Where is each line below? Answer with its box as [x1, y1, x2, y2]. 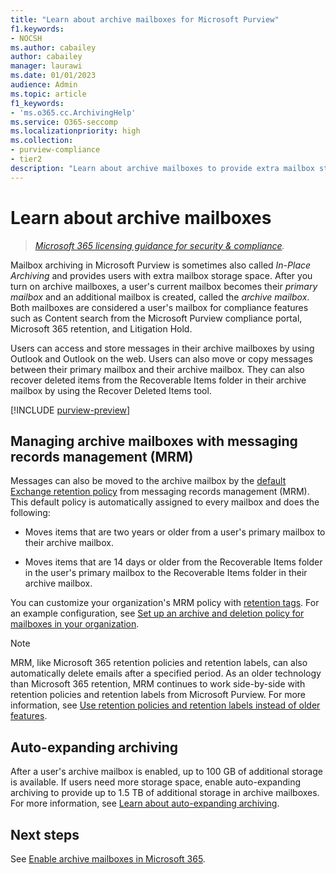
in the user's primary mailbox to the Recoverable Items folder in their [24, 567, 308, 579]
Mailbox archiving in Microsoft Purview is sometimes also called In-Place [10, 259, 312, 271]
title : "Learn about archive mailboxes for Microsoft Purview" [10, 14, 280, 25]
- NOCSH [10, 33, 43, 43]
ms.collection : [10, 136, 74, 146]
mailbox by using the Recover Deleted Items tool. [10, 384, 212, 396]
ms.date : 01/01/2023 [10, 71, 97, 81]
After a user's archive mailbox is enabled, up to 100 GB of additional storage [10, 766, 323, 778]
